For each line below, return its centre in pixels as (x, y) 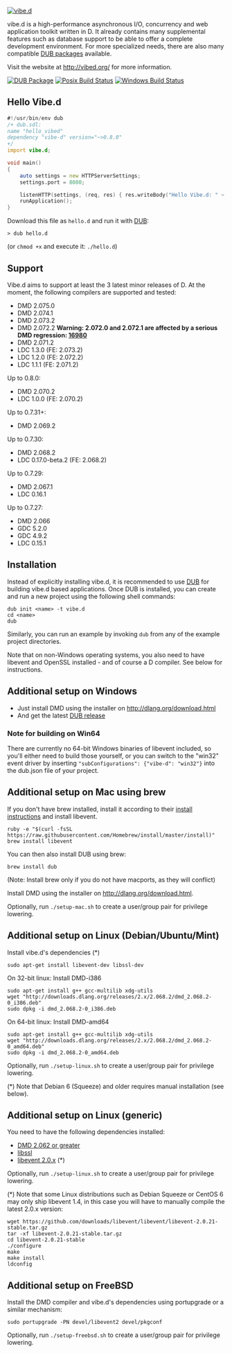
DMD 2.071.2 (35, 342)
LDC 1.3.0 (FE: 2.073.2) (50, 350)
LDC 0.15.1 (32, 543)
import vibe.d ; (29, 150)
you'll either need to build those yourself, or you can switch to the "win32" (113, 756)
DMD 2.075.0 (36, 306)
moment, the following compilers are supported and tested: (92, 292)
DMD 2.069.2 (36, 426)
